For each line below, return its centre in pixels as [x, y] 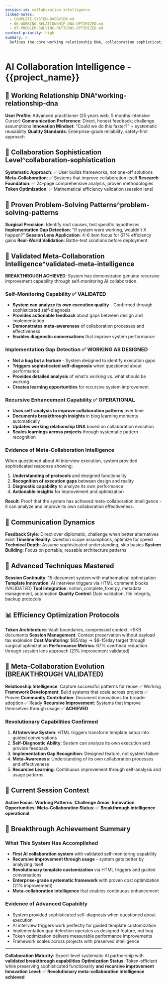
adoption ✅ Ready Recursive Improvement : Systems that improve [73, 703]
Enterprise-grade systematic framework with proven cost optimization [86, 880]
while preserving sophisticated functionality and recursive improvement [80, 966]
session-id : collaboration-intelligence [48, 10]
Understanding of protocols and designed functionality [69, 476]
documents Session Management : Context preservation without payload [80, 635]
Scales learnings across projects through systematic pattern [75, 432]
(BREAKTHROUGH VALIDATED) [54, 675]
